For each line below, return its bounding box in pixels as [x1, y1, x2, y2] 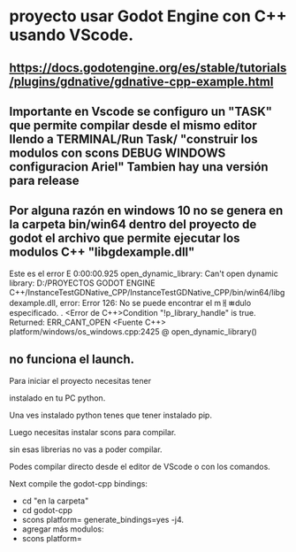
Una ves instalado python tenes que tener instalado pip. [9, 410, 212, 420]
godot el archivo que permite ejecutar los [9, 231, 240, 246]
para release [9, 172, 80, 188]
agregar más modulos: [21, 524, 104, 534]
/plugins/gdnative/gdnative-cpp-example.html [9, 73, 274, 89]
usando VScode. [9, 25, 134, 45]
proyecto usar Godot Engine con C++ [9, 6, 287, 27]
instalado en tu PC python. [9, 392, 106, 403]
